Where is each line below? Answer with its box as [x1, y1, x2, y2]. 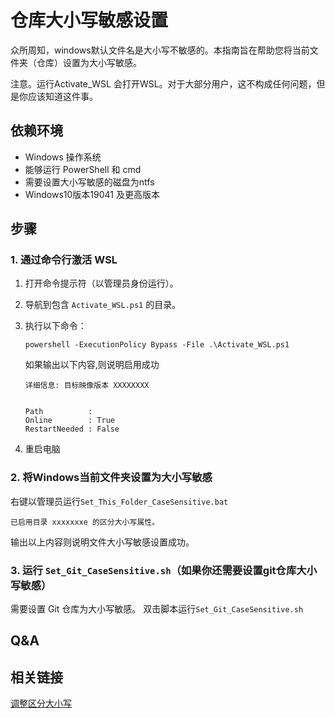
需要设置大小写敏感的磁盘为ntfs [24, 176, 155, 188]
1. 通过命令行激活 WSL [10, 253, 118, 267]
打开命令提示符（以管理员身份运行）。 [24, 277, 179, 290]
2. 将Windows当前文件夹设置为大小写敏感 [10, 471, 213, 485]
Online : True [24, 416, 115, 426]
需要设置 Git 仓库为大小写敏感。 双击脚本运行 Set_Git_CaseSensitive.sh [10, 603, 304, 615]
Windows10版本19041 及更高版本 [24, 188, 160, 200]
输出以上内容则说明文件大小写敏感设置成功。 [10, 536, 195, 548]
